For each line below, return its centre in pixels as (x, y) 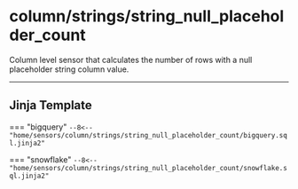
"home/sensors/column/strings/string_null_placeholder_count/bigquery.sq (149, 135)
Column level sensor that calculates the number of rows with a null (131, 59)
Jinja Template (51, 105)
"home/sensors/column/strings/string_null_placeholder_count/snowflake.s (149, 168)
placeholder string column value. (69, 69)
